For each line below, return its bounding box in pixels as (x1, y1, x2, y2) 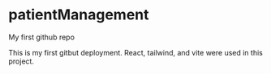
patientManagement (8, 6, 149, 24)
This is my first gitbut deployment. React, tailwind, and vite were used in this (8, 47, 264, 57)
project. (8, 56, 35, 66)
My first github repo (8, 32, 75, 42)
